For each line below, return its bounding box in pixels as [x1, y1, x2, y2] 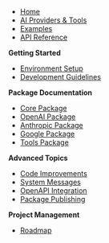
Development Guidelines [19, 72, 102, 81]
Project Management [8, 210, 80, 220]
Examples [19, 24, 53, 33]
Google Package [19, 129, 75, 138]
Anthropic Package [19, 121, 84, 130]
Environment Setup [19, 64, 84, 73]
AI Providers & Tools [19, 15, 87, 25]
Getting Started [8, 48, 62, 57]
